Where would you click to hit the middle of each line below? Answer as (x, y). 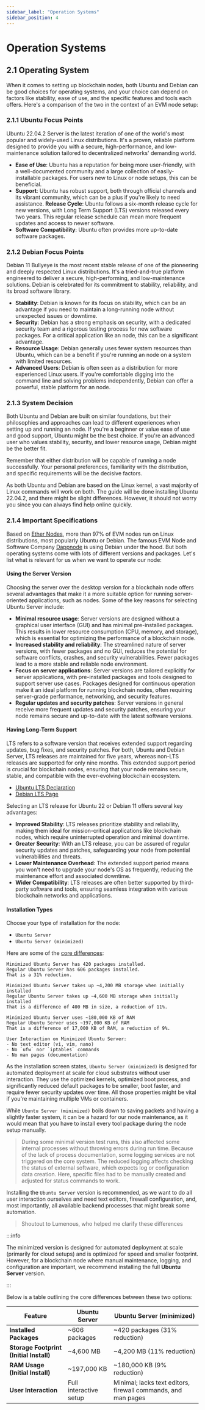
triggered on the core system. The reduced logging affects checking (107, 1161)
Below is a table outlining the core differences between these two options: (99, 1297)
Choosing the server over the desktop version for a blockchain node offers (100, 587)
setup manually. (26, 1130)
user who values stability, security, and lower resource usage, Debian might (102, 442)
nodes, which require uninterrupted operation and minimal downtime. (102, 837)
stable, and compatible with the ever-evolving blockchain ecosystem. (94, 776)
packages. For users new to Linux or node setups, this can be (120, 178)
